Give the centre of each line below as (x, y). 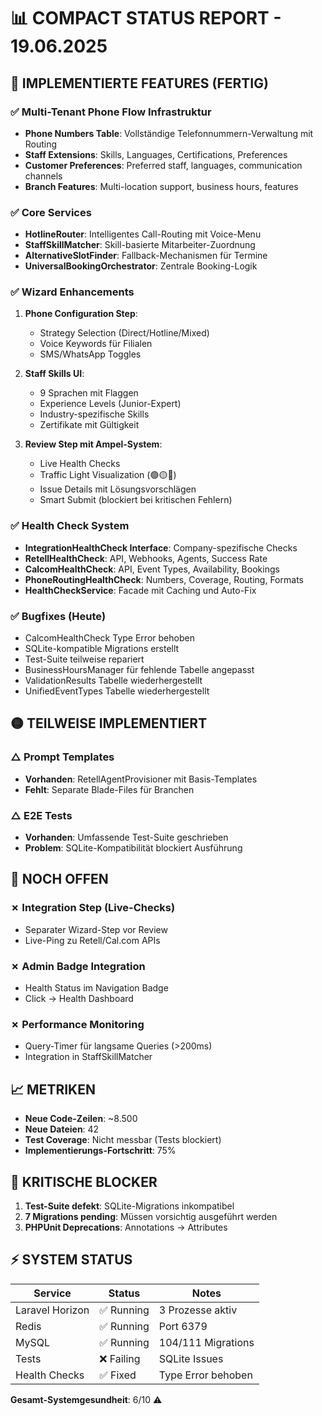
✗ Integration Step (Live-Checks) (93, 908)
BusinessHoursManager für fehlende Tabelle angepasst (139, 670)
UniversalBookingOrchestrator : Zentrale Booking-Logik (141, 266)
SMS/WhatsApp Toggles (90, 354)
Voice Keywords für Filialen (96, 344)
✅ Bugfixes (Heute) (58, 616)
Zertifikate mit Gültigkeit (89, 425)
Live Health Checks (80, 464)
